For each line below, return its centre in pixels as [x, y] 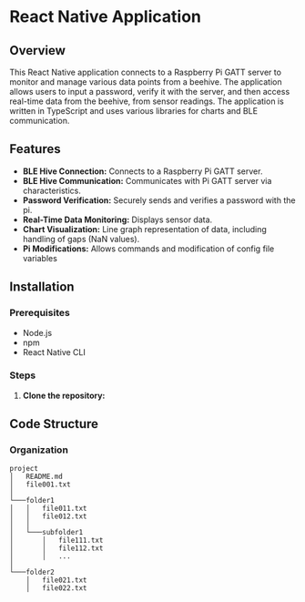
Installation [42, 287]
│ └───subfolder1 [46, 533]
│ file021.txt [57, 580]
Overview [38, 51]
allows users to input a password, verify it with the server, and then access [150, 92]
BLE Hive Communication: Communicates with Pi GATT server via [147, 180]
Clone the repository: [64, 395]
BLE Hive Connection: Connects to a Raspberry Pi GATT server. [142, 171]
